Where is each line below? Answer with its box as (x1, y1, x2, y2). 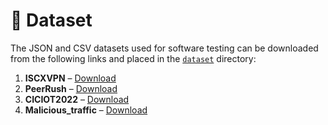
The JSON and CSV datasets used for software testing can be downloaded (10, 42, 319, 54)
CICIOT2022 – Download (24, 93, 130, 105)
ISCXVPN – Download (24, 72, 117, 84)
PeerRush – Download (24, 82, 118, 94)
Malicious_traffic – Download (24, 104, 148, 116)
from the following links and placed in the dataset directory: (10, 52, 257, 64)
